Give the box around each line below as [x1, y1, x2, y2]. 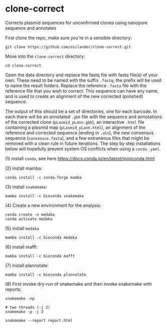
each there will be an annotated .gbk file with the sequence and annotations [5, 114, 162, 120]
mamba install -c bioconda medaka [5, 235, 78, 240]
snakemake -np [5, 296, 35, 301]
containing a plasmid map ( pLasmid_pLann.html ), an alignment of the [5, 124, 146, 130]
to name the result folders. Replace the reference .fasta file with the [5, 83, 147, 89]
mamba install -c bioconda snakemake [5, 193, 84, 199]
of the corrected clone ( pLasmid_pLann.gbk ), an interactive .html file [5, 119, 144, 125]
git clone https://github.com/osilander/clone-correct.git [5, 44, 131, 49]
